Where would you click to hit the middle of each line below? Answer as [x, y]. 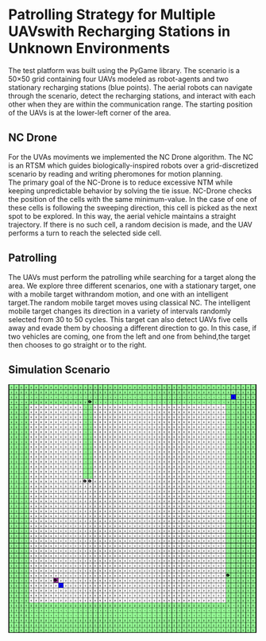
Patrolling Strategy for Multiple [112, 15]
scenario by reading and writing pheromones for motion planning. [116, 173]
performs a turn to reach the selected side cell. [85, 233]
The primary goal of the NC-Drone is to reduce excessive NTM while [120, 182]
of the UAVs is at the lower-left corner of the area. [90, 112]
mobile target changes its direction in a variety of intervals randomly [120, 311]
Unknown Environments [89, 49]
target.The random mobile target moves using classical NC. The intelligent [129, 302]
